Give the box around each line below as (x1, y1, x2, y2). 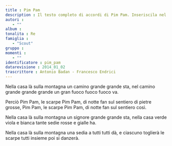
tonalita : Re (5, 31, 36, 36)
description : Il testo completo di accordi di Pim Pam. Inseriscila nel (5, 12, 167, 17)
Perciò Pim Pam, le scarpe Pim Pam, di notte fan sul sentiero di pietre (5, 99, 151, 105)
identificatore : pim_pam (5, 60, 61, 65)
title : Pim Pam (5, 7, 40, 13)
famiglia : (5, 36, 29, 41)
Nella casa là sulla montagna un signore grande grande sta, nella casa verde (5, 114, 167, 120)
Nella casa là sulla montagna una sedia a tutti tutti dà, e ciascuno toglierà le (5, 130, 165, 136)
